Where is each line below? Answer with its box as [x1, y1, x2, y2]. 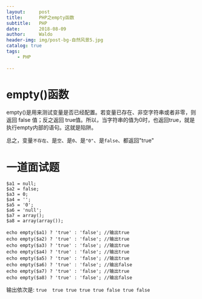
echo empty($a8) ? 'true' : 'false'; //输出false [6, 275, 132, 281]
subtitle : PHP [6, 20, 47, 26]
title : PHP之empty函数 [6, 15, 75, 21]
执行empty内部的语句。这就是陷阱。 [6, 124, 97, 131]
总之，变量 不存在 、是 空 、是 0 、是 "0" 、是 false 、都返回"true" [6, 137, 155, 144]
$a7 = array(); [6, 213, 45, 219]
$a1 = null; [6, 181, 36, 187]
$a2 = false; [6, 186, 39, 192]
